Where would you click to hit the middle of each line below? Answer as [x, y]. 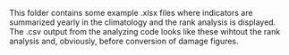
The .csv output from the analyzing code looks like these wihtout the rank [145, 31]
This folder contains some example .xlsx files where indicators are [131, 13]
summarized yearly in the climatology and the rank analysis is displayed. [143, 22]
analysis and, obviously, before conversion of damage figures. [124, 41]
